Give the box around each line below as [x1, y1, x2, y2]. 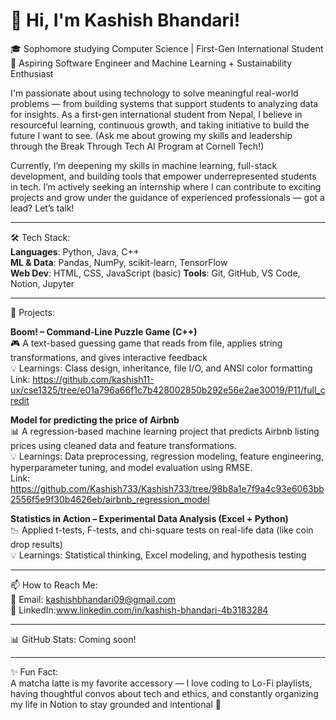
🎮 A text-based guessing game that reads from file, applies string [10, 337, 283, 349]
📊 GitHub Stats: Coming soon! [10, 633, 137, 645]
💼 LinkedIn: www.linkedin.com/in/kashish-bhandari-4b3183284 [10, 604, 269, 616]
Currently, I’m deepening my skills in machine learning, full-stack [10, 159, 278, 171]
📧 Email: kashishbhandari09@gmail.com [10, 593, 177, 605]
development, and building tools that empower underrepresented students [10, 170, 317, 182]
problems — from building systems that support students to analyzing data [10, 97, 319, 109]
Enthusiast [10, 67, 54, 79]
